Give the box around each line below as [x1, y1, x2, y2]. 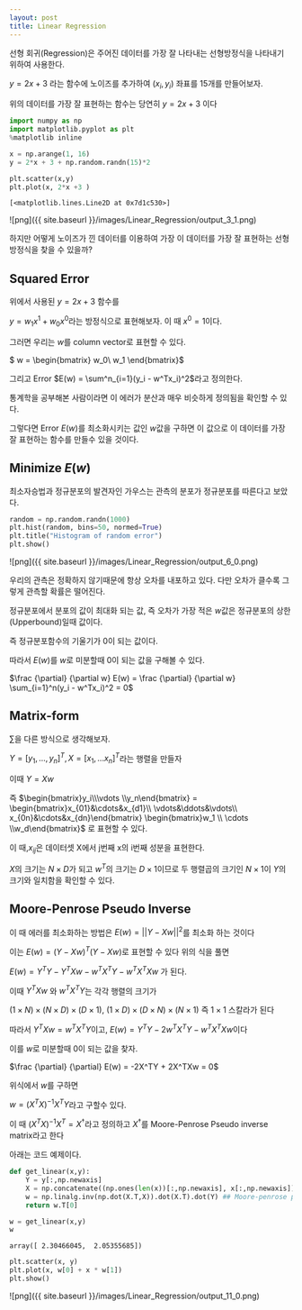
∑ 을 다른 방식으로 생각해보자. [9, 733, 111, 744]
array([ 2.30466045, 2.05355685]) [9, 1242, 143, 1251]
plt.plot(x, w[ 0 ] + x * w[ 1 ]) [9, 1266, 123, 1275]
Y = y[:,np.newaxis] [25, 1176, 102, 1185]
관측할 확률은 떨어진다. [25, 587, 106, 596]
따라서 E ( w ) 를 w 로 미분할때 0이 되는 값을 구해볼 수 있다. [9, 655, 205, 665]
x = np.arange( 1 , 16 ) [9, 150, 91, 159]
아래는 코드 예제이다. [9, 1150, 82, 1160]
